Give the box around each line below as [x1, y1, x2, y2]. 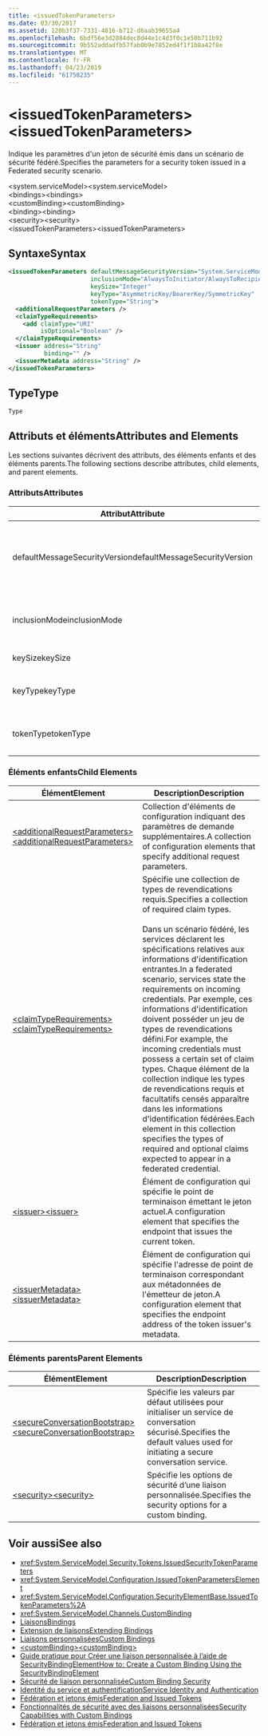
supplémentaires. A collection [142, 831, 251, 842]
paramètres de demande [142, 821, 235, 832]
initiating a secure [146, 1446, 214, 1457]
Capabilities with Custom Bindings [19, 1710, 133, 1720]
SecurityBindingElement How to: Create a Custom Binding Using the [19, 1659, 242, 1669]
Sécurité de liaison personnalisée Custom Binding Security [19, 1676, 211, 1686]
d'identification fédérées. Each [142, 1113, 255, 1124]
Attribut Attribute [100, 508, 165, 519]
